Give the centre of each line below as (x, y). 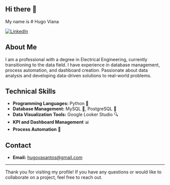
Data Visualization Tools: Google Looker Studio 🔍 (65, 115)
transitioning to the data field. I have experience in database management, (83, 65)
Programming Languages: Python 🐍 (51, 104)
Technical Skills (31, 91)
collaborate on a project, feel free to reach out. (54, 177)
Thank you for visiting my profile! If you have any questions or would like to (83, 172)
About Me (21, 47)
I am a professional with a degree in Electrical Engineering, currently (76, 59)
